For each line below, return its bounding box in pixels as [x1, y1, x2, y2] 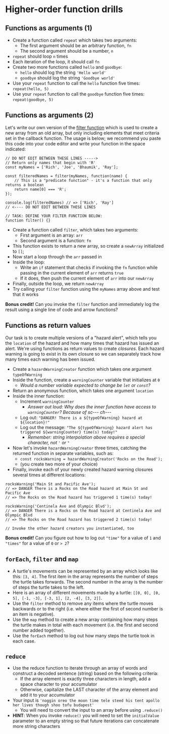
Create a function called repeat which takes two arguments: [12, 37, 137, 43]
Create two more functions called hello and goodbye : [12, 64, 122, 70]
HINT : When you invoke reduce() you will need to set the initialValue [12, 713, 159, 719]
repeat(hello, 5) [12, 87, 49, 92]
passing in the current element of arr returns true [20, 269, 124, 276]
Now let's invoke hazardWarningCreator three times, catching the [12, 445, 147, 451]
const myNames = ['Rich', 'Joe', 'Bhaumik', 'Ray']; [5, 165, 119, 170]
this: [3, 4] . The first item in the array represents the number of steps [12, 573, 158, 580]
